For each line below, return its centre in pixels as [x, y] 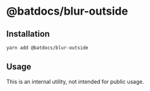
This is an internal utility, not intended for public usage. [75, 81]
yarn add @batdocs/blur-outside [47, 48]
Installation [28, 34]
